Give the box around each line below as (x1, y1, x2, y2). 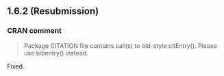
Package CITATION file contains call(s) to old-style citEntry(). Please (23, 41, 217, 50)
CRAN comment (7, 26, 62, 36)
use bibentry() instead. (23, 49, 88, 57)
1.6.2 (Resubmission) (7, 5, 99, 17)
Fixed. (7, 62, 25, 71)
